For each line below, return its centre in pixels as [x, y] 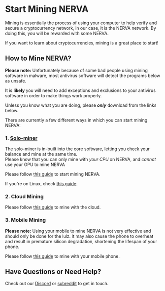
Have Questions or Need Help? [53, 272]
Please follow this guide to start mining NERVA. [53, 174]
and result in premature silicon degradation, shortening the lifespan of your [81, 241]
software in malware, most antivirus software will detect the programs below [83, 76]
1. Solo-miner [21, 138]
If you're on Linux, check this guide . [41, 184]
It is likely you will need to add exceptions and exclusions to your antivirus [81, 90]
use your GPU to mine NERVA [35, 165]
